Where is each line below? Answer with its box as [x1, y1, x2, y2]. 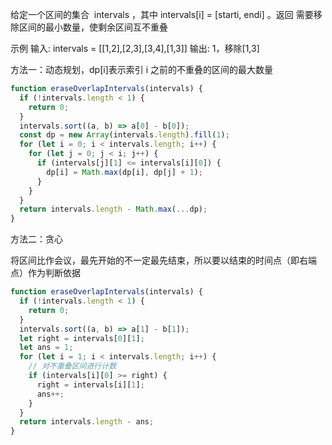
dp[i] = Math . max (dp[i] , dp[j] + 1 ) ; [46, 167, 203, 177]
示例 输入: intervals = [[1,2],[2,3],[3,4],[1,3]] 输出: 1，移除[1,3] [10, 43, 260, 54]
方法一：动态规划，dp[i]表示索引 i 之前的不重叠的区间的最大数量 [10, 64, 274, 75]
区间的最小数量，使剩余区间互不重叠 [18, 21, 168, 33]
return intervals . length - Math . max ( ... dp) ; [19, 204, 208, 215]
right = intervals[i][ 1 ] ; [36, 379, 145, 390]
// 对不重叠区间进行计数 [28, 361, 117, 372]
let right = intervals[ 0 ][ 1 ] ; [19, 333, 145, 343]
